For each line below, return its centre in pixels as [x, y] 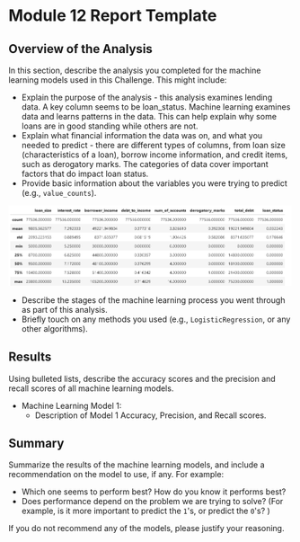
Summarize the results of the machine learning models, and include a [137, 465]
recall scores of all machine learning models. [91, 388]
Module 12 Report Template [113, 16]
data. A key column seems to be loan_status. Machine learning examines [156, 107]
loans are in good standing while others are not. [110, 126]
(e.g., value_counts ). [59, 193]
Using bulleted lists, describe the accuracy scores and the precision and [142, 378]
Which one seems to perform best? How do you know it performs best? [154, 492]
